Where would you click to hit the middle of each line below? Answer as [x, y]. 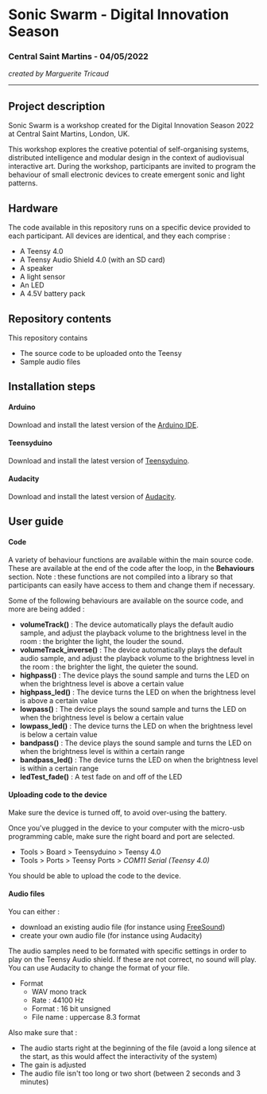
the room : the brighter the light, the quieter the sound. [109, 666]
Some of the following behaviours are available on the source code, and [126, 600]
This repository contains [48, 338]
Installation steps [52, 387]
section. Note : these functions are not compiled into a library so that [120, 576]
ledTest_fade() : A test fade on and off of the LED [101, 776]
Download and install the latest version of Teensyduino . [99, 460]
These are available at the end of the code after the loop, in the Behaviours [132, 568]
